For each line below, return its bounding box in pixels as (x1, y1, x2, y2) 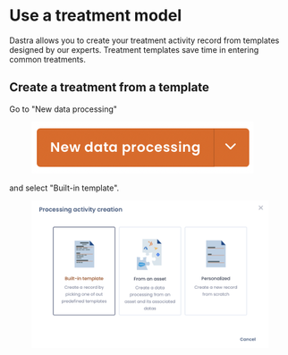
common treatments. (9, 54, 87, 64)
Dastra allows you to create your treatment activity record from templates (9, 35, 280, 46)
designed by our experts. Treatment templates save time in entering (9, 44, 259, 55)
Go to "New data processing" (9, 104, 118, 114)
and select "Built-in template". (9, 182, 120, 193)
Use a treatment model (9, 5, 182, 26)
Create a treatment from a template (9, 80, 210, 95)
